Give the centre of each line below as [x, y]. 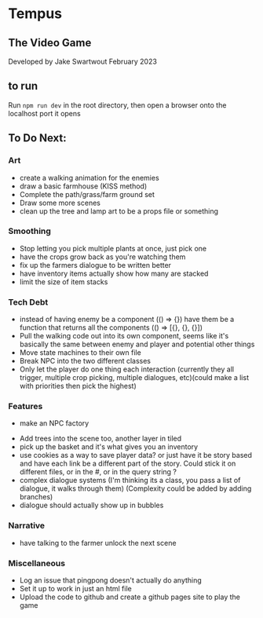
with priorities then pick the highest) [78, 386]
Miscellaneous [37, 563]
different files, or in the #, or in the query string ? [98, 472]
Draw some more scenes [60, 203]
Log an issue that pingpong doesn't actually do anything [110, 580]
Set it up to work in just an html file [75, 588]
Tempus [35, 14]
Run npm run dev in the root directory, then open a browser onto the [117, 105]
